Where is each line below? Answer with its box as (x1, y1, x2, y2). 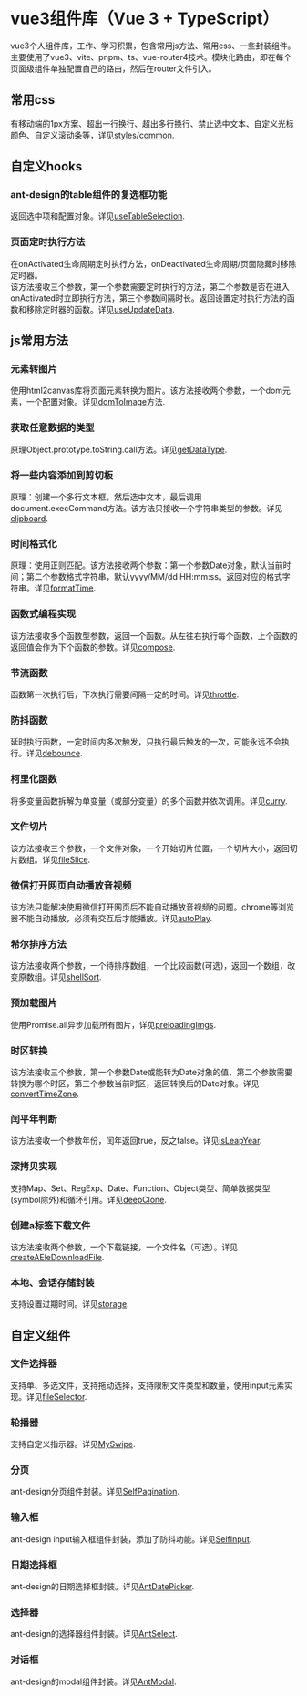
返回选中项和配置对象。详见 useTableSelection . (10, 211, 186, 221)
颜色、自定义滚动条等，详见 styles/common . (10, 129, 175, 140)
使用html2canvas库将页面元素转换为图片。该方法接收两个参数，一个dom (10, 385, 283, 396)
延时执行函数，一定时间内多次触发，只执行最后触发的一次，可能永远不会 (10, 736, 281, 747)
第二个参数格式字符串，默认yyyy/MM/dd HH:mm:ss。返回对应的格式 (26, 571, 283, 582)
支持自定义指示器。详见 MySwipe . (10, 1439, 136, 1450)
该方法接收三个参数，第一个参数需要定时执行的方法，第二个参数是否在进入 (10, 281, 290, 292)
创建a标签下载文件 (10, 1218, 91, 1231)
